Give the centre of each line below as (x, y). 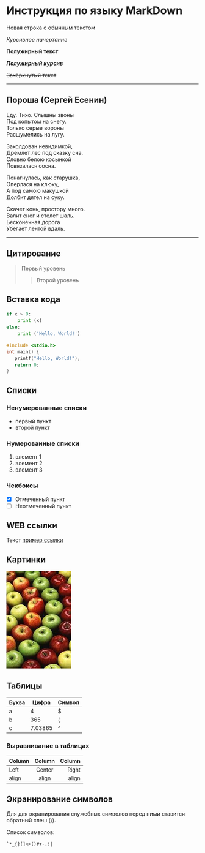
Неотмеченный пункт (43, 506)
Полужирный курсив (34, 63)
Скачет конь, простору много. (46, 209)
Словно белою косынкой (39, 159)
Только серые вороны (35, 128)
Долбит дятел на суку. (36, 197)
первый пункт (33, 421)
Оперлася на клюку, (33, 184)
